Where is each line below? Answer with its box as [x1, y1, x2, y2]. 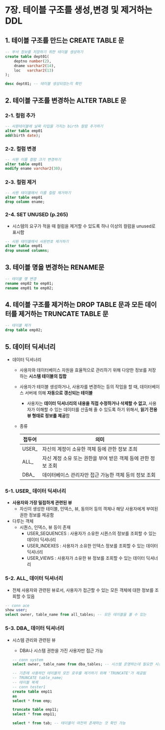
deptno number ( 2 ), [14, 59, 52, 64]
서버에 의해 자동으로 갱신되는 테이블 [25, 390, 93, 396]
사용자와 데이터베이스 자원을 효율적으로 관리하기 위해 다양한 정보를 [19, 367, 147, 373]
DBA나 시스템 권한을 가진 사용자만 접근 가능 [19, 647, 104, 654]
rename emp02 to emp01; [5, 281, 54, 286]
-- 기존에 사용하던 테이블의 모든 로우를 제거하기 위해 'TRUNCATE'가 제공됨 [12, 671, 146, 676]
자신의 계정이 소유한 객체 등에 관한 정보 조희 [42, 446, 137, 453]
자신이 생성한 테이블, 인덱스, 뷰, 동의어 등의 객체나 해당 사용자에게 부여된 [19, 506, 159, 512]
